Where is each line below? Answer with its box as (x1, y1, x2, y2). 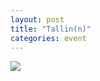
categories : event (10, 33, 87, 43)
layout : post (10, 14, 65, 25)
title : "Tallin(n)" (10, 24, 92, 34)
